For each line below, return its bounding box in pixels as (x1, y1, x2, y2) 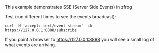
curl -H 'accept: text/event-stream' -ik (5, 23, 93, 28)
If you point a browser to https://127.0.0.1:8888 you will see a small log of (5, 37, 155, 42)
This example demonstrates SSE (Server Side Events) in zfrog (5, 4, 132, 10)
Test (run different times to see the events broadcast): (5, 14, 116, 19)
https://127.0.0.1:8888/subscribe (5, 28, 77, 33)
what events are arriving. (5, 42, 56, 48)
